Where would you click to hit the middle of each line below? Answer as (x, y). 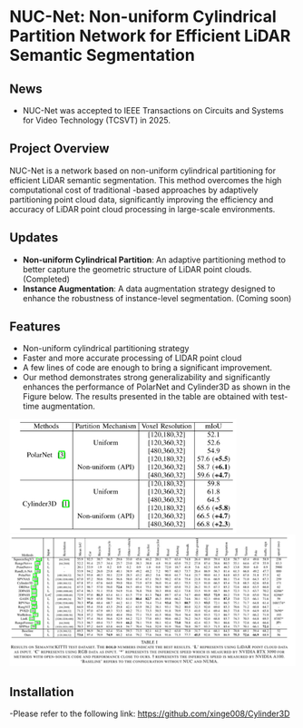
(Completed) (46, 279)
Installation (42, 692)
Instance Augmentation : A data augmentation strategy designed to (149, 289)
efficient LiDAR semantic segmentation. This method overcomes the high (146, 180)
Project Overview (59, 148)
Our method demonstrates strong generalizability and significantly (146, 378)
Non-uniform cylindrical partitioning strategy (106, 349)
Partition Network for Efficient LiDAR (150, 36)
